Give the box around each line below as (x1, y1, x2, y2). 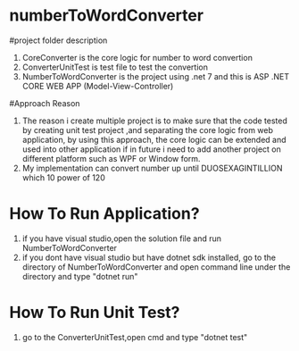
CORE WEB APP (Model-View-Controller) (21, 80, 174, 91)
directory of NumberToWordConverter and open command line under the (21, 261, 291, 272)
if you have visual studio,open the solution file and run (21, 233, 221, 244)
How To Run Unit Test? (9, 303, 180, 322)
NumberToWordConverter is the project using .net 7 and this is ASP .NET (21, 71, 290, 81)
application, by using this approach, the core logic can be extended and (21, 134, 287, 145)
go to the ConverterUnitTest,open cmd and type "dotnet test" (21, 331, 248, 342)
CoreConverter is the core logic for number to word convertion (21, 52, 253, 63)
